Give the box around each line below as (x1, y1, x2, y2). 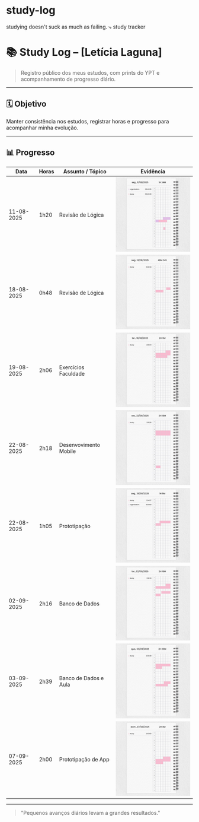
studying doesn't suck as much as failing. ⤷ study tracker (6, 23, 146, 30)
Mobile (59, 448, 76, 455)
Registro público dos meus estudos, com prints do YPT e (20, 69, 160, 76)
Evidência (140, 168, 166, 175)
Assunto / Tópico (63, 168, 107, 175)
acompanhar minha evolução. (6, 124, 79, 131)
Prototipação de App (59, 756, 110, 763)
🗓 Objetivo (6, 99, 47, 109)
